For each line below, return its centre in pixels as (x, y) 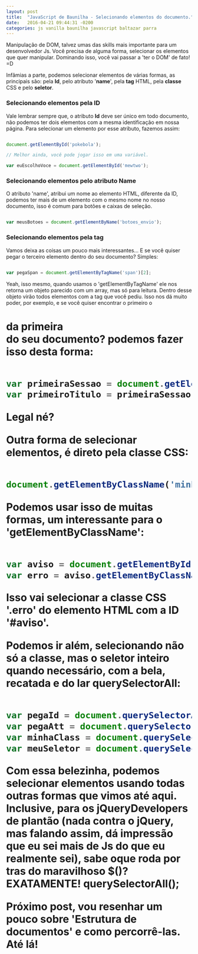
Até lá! (22, 944)
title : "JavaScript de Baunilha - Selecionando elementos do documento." (100, 17)
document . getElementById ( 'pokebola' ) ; (54, 144)
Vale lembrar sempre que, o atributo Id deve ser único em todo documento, (98, 116)
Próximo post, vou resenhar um (84, 907)
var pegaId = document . (64, 716)
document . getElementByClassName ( (88, 485)
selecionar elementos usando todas (95, 784)
